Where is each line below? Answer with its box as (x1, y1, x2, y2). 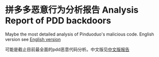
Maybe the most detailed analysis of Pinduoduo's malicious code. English (5, 31, 154, 37)
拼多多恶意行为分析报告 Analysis (5, 4, 139, 16)
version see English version (5, 36, 61, 42)
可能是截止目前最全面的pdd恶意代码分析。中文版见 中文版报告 (5, 46, 129, 52)
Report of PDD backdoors (5, 15, 111, 26)
